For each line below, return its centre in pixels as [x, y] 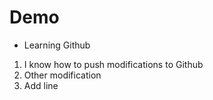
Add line [41, 85]
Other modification [62, 75]
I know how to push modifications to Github [113, 64]
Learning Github [57, 45]
